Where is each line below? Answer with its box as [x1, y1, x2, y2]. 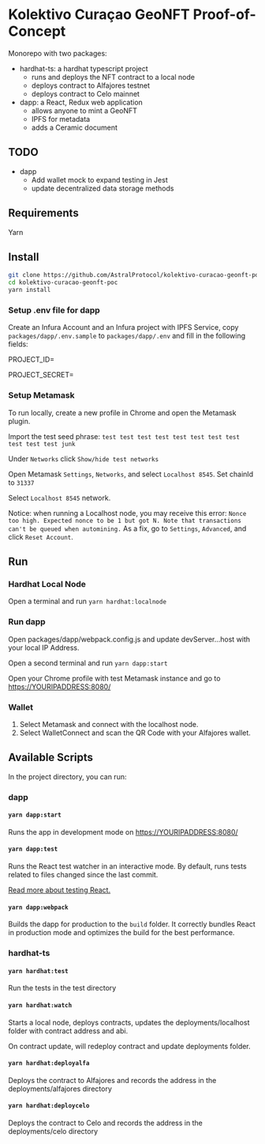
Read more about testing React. [8, 885, 111, 895]
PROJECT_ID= [8, 354, 55, 365]
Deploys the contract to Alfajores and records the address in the [8, 1075, 217, 1085]
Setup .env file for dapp [8, 305, 100, 316]
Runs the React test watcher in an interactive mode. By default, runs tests [8, 862, 247, 871]
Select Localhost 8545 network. [8, 493, 111, 502]
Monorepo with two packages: [8, 48, 108, 58]
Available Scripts [8, 751, 93, 764]
